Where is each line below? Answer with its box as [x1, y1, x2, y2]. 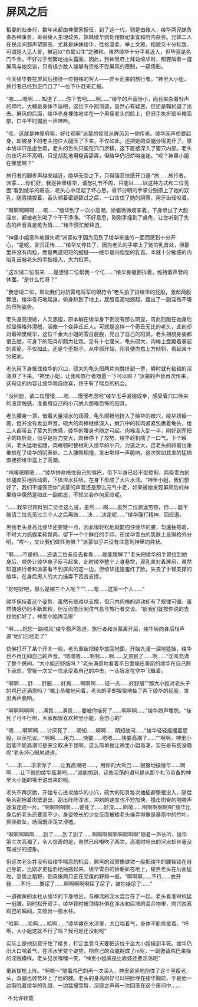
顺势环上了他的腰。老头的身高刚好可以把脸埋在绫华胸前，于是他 [31, 974, 187, 982]
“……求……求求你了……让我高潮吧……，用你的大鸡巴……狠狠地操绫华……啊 [6, 761, 186, 768]
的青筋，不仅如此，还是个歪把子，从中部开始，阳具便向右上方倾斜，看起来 [6, 345, 187, 352]
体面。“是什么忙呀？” [6, 275, 58, 283]
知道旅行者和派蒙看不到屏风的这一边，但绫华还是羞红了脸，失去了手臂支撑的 [6, 565, 192, 572]
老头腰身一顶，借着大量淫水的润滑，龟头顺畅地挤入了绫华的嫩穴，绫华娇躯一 [6, 412, 192, 419]
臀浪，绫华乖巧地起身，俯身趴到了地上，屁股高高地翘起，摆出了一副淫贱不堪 [6, 295, 192, 302]
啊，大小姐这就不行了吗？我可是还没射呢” [6, 927, 107, 934]
